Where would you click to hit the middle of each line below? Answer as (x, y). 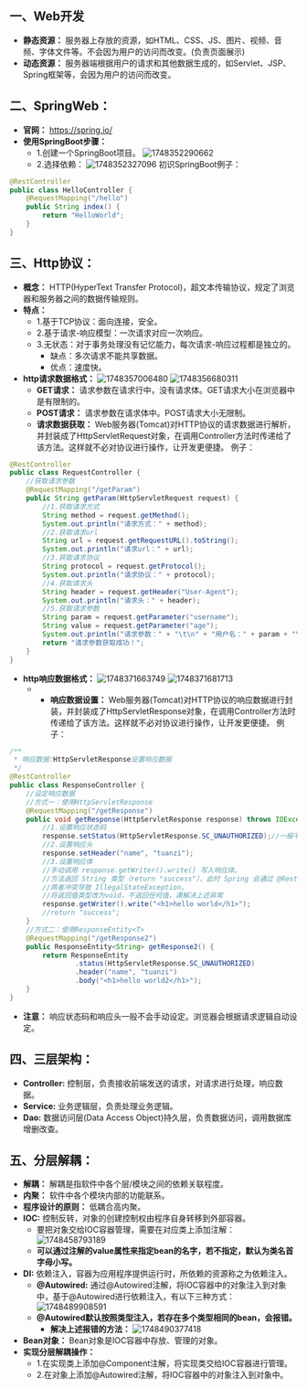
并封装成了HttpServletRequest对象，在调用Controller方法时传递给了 (164, 435)
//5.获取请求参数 (71, 609)
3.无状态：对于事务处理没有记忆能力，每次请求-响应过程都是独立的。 (166, 344)
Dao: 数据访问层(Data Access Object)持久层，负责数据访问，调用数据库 (157, 1117)
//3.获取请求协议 (71, 558)
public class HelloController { (71, 190)
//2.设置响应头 (68, 845)
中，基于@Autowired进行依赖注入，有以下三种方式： (136, 1297)
